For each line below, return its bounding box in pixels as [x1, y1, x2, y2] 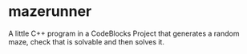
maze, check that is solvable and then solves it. [8, 37, 164, 46]
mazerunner [8, 2, 92, 21]
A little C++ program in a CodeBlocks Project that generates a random [8, 29, 240, 38]
